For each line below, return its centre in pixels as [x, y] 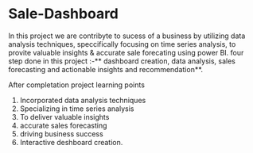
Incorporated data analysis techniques [83, 100]
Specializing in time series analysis [77, 109]
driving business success [61, 134]
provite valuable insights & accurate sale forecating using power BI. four [126, 52]
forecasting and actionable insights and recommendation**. [106, 69]
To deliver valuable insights [64, 117]
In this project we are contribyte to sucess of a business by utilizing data [127, 36]
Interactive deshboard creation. [71, 142]
